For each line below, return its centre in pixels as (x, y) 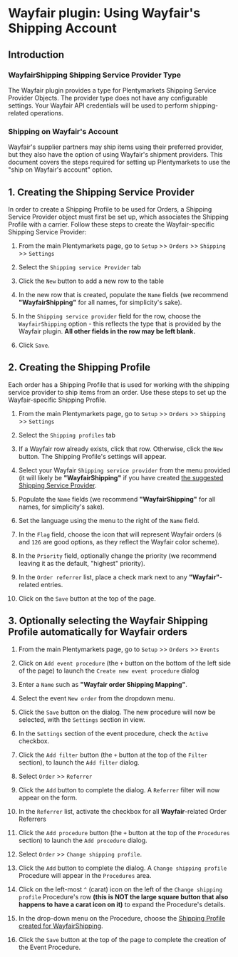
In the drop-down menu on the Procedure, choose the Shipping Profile (122, 918)
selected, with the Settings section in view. (82, 719)
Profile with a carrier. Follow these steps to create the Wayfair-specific (112, 224)
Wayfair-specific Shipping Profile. (57, 400)
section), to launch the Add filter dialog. (79, 762)
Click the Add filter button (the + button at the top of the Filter (113, 755)
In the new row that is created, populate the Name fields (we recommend (123, 294)
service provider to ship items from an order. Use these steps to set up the (117, 392)
